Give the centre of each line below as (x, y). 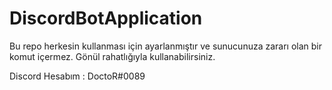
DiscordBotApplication (106, 18)
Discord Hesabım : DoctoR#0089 (77, 76)
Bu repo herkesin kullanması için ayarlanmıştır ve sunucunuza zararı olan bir (166, 46)
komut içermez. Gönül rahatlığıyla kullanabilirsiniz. (112, 56)
